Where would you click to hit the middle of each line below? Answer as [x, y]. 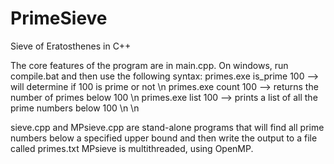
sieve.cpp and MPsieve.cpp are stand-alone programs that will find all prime [167, 127]
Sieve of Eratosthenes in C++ [71, 46]
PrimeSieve [59, 18]
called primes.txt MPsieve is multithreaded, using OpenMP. [132, 148]
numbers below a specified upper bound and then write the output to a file [164, 138]
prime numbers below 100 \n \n [75, 108]
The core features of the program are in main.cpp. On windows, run [149, 65]
